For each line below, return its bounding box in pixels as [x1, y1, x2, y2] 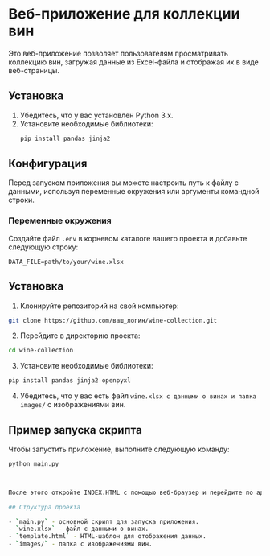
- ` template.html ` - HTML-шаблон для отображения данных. [8, 533, 207, 541]
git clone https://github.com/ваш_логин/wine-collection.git [8, 316, 218, 324]
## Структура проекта [8, 503, 81, 511]
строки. [8, 195, 35, 205]
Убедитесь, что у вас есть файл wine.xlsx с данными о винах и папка [19, 391, 257, 401]
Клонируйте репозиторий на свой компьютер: [19, 301, 179, 311]
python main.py [8, 459, 59, 467]
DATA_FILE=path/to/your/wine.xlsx [8, 257, 125, 266]
